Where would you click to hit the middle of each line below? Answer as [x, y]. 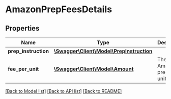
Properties [22, 28]
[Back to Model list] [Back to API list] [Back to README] [64, 91]
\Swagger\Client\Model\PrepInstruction [103, 51]
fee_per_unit [23, 69]
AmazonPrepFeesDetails [59, 9]
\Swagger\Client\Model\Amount [94, 69]
